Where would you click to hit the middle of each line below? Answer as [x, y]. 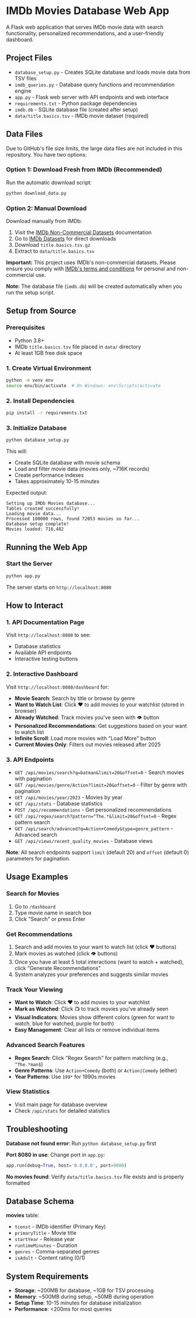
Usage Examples [37, 877]
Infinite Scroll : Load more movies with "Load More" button [85, 738]
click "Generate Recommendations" [58, 968]
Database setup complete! [37, 524]
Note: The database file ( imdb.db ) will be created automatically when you [94, 286]
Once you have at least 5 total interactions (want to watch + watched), [99, 962]
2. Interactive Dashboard [42, 674]
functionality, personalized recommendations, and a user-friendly [85, 33]
